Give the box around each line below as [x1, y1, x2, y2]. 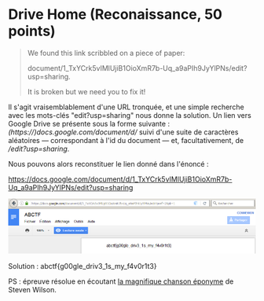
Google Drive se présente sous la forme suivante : [8, 119, 170, 128]
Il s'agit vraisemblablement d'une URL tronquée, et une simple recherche [8, 102, 245, 112]
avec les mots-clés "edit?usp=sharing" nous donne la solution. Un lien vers [8, 110, 251, 119]
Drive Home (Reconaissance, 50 [8, 6, 222, 24]
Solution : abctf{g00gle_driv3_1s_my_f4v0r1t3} [8, 261, 157, 270]
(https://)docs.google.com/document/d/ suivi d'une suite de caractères [8, 127, 239, 137]
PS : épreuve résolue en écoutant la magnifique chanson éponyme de [8, 277, 234, 286]
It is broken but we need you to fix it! [27, 86, 146, 96]
